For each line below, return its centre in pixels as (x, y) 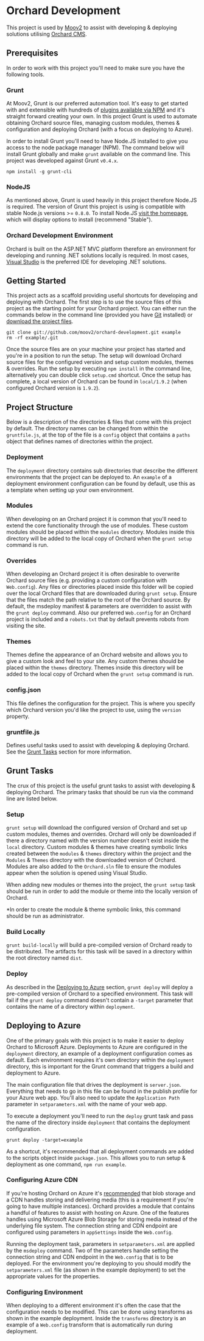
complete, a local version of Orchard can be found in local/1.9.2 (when (97, 382)
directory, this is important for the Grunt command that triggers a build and (100, 1066)
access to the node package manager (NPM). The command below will (95, 148)
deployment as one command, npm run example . (66, 1164)
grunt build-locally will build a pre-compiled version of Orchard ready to (100, 945)
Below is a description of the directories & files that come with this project (99, 422)
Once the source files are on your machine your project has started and (96, 349)
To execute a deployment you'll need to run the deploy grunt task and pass (100, 1115)
